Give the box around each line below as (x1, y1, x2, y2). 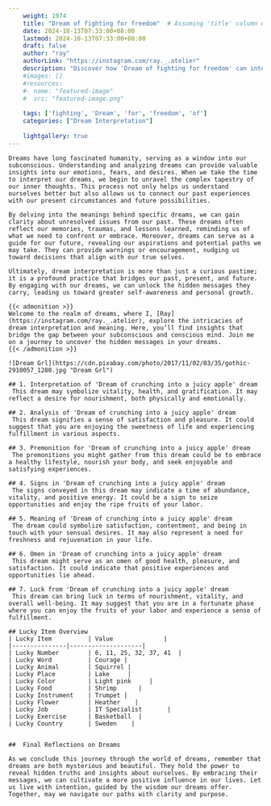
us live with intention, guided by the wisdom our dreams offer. (8, 783, 232, 791)
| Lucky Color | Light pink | (8, 677, 153, 685)
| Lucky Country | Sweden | (8, 720, 135, 728)
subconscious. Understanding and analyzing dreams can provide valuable (8, 161, 258, 170)
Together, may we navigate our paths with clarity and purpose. (8, 790, 229, 798)
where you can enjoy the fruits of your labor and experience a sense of (8, 607, 262, 615)
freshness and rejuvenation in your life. (8, 535, 153, 544)
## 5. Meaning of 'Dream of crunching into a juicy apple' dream (8, 514, 232, 523)
